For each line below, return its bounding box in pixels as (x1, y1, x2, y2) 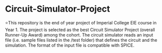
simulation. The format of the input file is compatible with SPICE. (5, 42, 135, 48)
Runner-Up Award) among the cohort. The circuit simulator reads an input (5, 32, 154, 37)
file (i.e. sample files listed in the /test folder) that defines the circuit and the (5, 37, 158, 43)
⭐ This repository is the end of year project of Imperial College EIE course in (5, 19, 157, 25)
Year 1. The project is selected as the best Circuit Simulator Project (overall (5, 27, 155, 33)
